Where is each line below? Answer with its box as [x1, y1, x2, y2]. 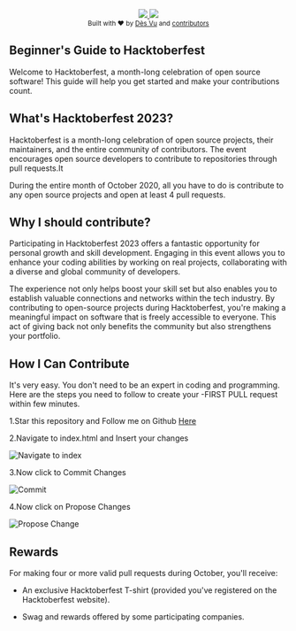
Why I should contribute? [9, 215, 152, 230]
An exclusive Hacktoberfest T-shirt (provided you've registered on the [21, 585, 277, 596]
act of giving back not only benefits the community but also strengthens [9, 321, 272, 332]
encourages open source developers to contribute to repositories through [9, 153, 277, 164]
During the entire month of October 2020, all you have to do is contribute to [9, 180, 285, 190]
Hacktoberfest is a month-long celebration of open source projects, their [9, 135, 274, 145]
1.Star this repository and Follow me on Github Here [9, 416, 197, 427]
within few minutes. [9, 398, 80, 410]
